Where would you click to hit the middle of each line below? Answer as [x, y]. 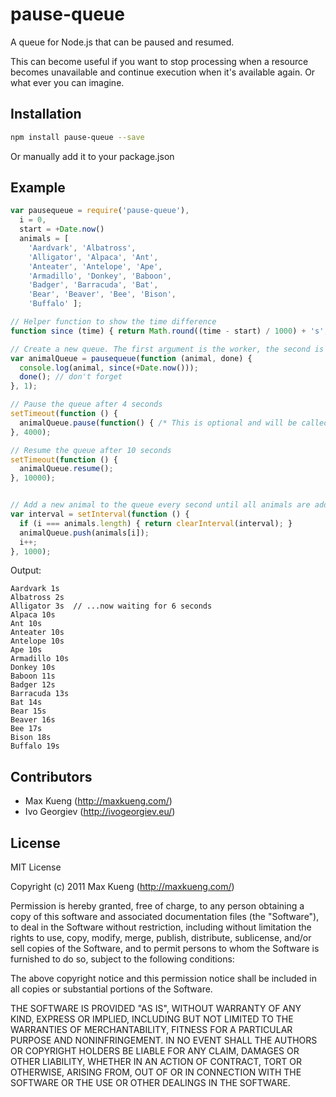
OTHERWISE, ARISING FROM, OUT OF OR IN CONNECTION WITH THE [156, 1072]
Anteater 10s [37, 633]
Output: [26, 570]
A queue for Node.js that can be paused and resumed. [122, 42]
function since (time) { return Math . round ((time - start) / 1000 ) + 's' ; [169, 331]
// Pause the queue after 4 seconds [86, 404]
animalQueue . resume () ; [66, 469]
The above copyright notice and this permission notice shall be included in [163, 979]
